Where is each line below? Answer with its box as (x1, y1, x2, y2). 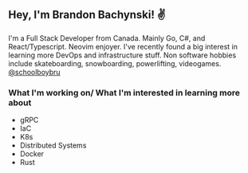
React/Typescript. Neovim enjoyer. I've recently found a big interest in (8, 41, 238, 51)
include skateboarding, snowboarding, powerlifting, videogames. (8, 58, 222, 68)
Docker (19, 149, 45, 159)
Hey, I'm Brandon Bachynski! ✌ (8, 8, 166, 22)
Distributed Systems (19, 140, 87, 151)
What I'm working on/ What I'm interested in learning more (8, 87, 241, 98)
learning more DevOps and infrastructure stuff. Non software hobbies (8, 50, 237, 60)
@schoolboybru (8, 67, 61, 77)
